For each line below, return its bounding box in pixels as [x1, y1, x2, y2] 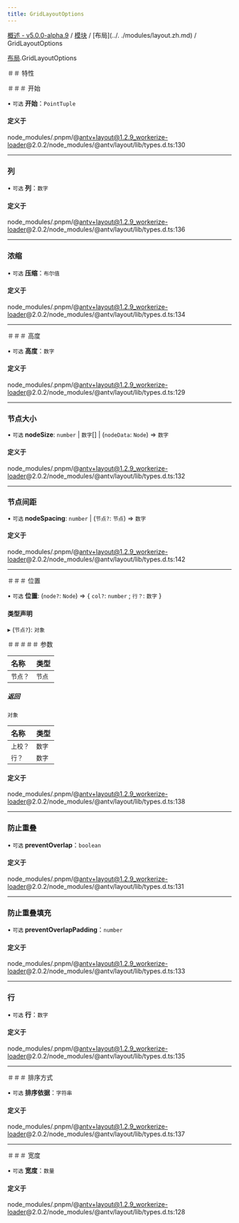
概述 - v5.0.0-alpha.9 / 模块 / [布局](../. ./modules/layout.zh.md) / [7, 31, 197, 39]
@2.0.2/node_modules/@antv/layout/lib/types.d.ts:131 [26, 882, 184, 890]
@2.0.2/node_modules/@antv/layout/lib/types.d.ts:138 [26, 797, 186, 806]
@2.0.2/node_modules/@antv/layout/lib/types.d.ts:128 [26, 1208, 186, 1217]
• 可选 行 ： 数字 [7, 1010, 48, 1019]
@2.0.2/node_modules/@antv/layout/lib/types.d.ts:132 [26, 472, 186, 480]
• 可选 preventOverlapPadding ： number [7, 925, 123, 934]
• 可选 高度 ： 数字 [7, 346, 55, 355]
